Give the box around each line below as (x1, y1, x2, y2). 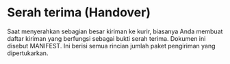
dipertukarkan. (7, 49, 49, 57)
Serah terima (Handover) (7, 5, 151, 20)
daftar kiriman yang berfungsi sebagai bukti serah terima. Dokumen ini (7, 34, 206, 42)
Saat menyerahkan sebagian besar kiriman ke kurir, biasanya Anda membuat (7, 27, 223, 35)
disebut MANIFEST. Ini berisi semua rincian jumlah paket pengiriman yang (7, 42, 216, 50)
